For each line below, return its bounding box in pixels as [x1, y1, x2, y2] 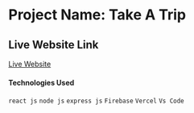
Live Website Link [8, 38, 99, 52]
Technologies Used [8, 77, 75, 87]
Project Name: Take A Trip [8, 6, 187, 24]
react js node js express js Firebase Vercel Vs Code [8, 97, 185, 106]
